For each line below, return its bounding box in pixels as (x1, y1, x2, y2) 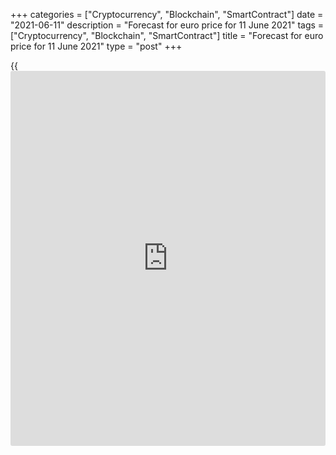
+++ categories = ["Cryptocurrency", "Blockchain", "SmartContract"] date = (10, 9, 324, 20)
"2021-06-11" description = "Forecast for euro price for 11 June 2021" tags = (10, 19, 325, 31)
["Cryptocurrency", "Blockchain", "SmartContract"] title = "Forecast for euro (10, 30, 324, 41)
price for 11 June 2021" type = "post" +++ (10, 40, 183, 52)
